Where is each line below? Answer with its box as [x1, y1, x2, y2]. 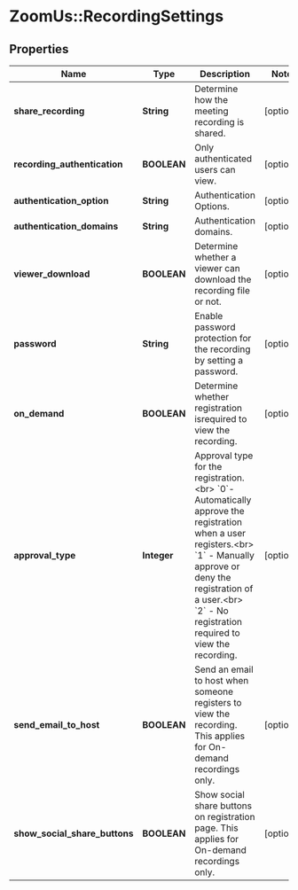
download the [194, 273, 252, 285]
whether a [194, 251, 237, 263]
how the [194, 94, 229, 105]
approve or [194, 560, 240, 573]
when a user [194, 527, 247, 539]
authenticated [194, 152, 253, 165]
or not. [194, 295, 222, 308]
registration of [194, 582, 254, 595]
